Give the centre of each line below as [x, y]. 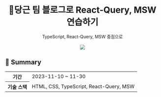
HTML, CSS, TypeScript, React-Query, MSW [83, 86]
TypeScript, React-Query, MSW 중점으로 [82, 37]
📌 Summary [23, 62]
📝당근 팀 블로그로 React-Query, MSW [82, 10]
